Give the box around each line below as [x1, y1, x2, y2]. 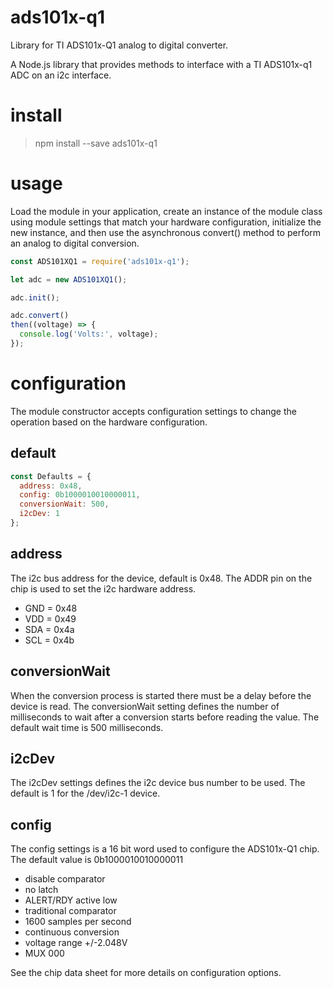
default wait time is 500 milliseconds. [10, 721, 164, 733]
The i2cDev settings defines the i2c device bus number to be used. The [10, 777, 306, 789]
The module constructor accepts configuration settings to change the [10, 405, 297, 417]
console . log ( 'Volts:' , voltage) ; [19, 329, 159, 340]
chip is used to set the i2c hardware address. [10, 582, 197, 595]
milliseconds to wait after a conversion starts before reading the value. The [10, 711, 320, 723]
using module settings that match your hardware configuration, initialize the [10, 216, 322, 228]
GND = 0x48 [24, 602, 78, 614]
